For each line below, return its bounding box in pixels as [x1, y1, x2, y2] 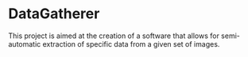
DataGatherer [8, 5, 100, 23]
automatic [8, 39, 41, 48]
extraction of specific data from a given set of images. [42, 39, 220, 48]
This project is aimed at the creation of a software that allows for [8, 31, 220, 40]
